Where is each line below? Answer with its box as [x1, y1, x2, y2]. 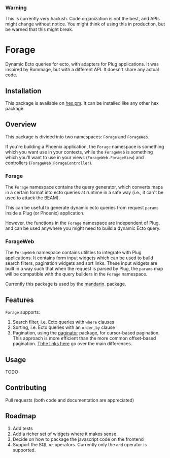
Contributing [5, 383, 47, 392]
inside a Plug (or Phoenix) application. [5, 210, 85, 216]
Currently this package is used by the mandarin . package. [5, 281, 126, 287]
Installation [5, 86, 42, 95]
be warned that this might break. [5, 26, 74, 33]
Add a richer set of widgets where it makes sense [12, 431, 117, 437]
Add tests [12, 425, 33, 431]
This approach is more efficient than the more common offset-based [12, 335, 156, 342]
